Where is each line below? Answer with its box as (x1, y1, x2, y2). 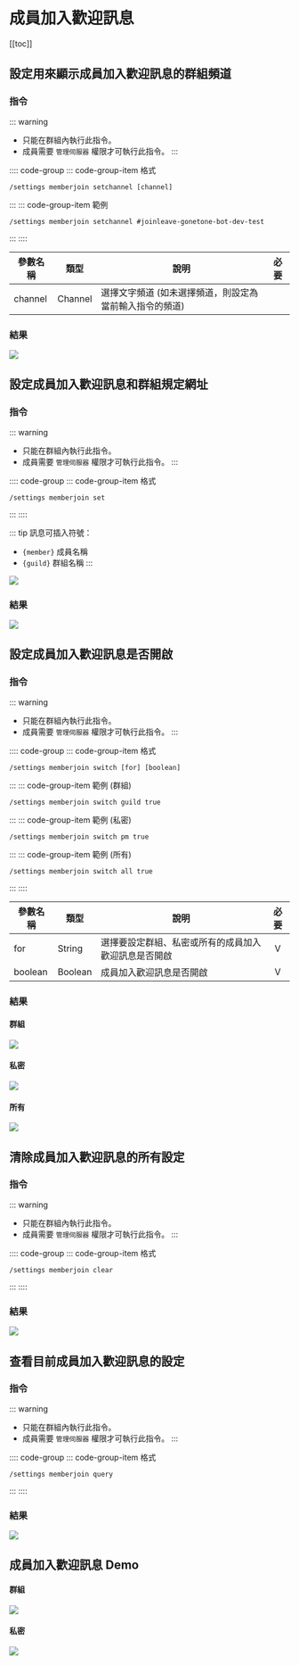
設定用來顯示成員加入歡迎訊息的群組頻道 (9, 66, 231, 81)
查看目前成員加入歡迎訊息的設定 (9, 1354, 185, 1369)
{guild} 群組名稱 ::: (21, 557, 93, 567)
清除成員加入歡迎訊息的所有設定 (9, 1149, 185, 1164)
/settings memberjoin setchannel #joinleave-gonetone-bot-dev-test (9, 217, 265, 226)
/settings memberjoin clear (9, 1265, 114, 1274)
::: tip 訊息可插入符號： (9, 527, 93, 538)
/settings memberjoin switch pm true (9, 832, 149, 841)
